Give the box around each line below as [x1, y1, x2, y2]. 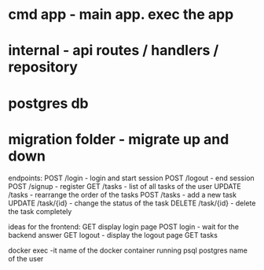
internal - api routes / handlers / [8, 42, 219, 60]
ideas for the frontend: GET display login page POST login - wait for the [8, 222, 240, 231]
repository [8, 58, 79, 76]
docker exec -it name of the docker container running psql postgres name [8, 246, 247, 255]
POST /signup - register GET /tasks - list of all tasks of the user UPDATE [8, 181, 242, 190]
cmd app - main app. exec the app [8, 6, 234, 24]
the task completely [8, 206, 72, 216]
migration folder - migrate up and [8, 130, 229, 148]
